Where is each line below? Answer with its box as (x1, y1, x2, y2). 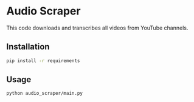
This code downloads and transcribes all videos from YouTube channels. (6, 24, 189, 31)
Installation (6, 42, 50, 52)
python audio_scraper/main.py (6, 91, 83, 97)
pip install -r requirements (6, 57, 80, 64)
